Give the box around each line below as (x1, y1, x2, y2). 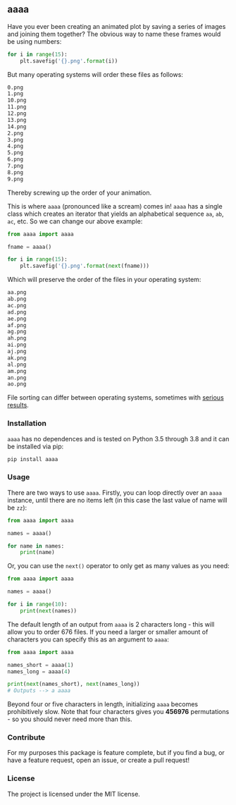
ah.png (7, 335, 27, 342)
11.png (7, 104, 27, 111)
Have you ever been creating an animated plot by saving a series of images (7, 22, 226, 30)
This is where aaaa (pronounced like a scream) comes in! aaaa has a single (7, 202, 223, 210)
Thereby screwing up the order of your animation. (7, 188, 152, 197)
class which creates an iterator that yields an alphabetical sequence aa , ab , (7, 209, 224, 218)
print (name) (20, 549, 55, 556)
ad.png (7, 308, 27, 316)
